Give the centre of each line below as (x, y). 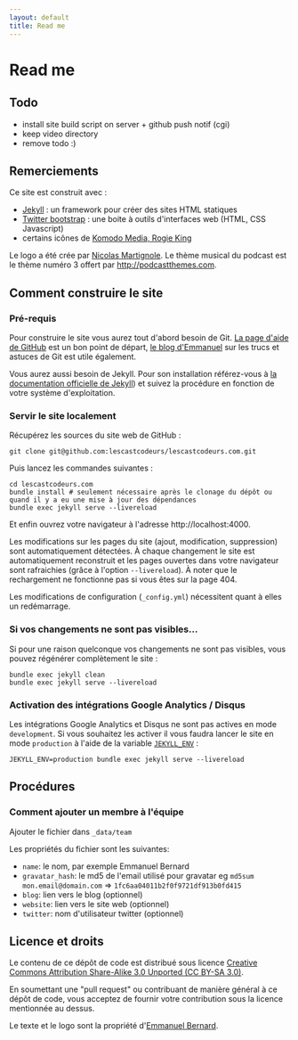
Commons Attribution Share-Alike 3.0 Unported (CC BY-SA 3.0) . (127, 972)
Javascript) (43, 229)
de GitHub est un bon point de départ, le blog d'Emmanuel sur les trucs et (145, 347)
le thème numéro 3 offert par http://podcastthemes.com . (113, 265)
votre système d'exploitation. (62, 393)
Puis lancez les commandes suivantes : (81, 468)
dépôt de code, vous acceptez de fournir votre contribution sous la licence (146, 999)
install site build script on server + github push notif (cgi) (126, 124)
